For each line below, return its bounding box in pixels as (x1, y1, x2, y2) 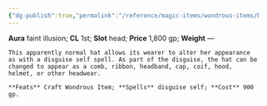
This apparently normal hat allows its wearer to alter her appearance (8, 48, 250, 56)
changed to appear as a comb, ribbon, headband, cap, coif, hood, (8, 62, 233, 70)
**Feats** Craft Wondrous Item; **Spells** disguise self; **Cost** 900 (8, 83, 254, 91)
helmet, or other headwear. (8, 69, 102, 78)
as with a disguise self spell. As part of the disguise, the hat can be (8, 55, 258, 63)
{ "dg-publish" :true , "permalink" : (8, 11, 119, 20)
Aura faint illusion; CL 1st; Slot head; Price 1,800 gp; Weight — (8, 33, 215, 43)
